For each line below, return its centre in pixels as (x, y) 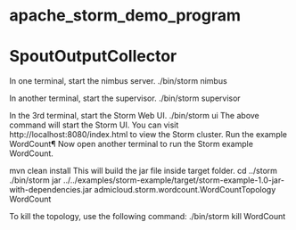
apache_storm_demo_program (125, 16)
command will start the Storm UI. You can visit (94, 125)
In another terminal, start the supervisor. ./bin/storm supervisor (125, 98)
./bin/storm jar (35, 180)
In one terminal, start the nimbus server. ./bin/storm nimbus (118, 81)
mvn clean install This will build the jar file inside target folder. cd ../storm (144, 171)
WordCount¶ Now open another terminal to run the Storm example (132, 144)
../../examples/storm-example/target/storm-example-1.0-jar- (174, 180)
